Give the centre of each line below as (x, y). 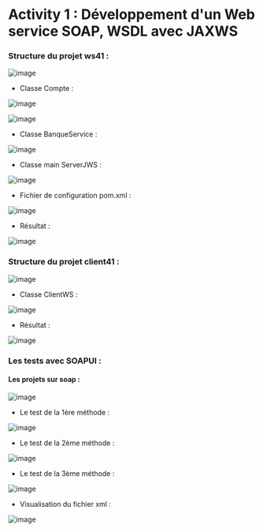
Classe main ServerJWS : (61, 165)
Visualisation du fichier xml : (65, 504)
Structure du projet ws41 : (59, 56)
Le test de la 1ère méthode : (65, 412)
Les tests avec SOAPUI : (55, 361)
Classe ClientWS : (48, 294)
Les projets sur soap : (44, 380)
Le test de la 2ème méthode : (67, 443)
